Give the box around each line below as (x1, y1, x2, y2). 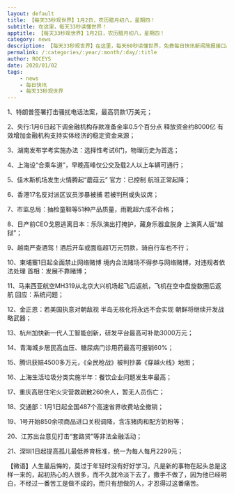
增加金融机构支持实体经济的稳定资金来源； (13, 132, 136, 140)
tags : (7, 68, 23, 75)
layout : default (7, 10, 54, 17)
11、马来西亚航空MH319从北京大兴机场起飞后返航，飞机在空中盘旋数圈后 (7, 282, 216, 290)
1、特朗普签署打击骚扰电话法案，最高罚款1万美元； (7, 108, 153, 116)
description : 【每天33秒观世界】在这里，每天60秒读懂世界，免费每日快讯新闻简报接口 (7, 42, 226, 49)
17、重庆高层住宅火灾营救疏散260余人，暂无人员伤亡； (7, 388, 165, 397)
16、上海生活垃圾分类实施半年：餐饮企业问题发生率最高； (7, 373, 173, 381)
